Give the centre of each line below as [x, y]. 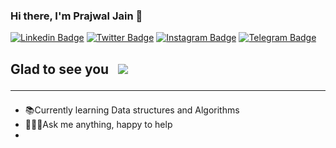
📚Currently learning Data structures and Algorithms [132, 110]
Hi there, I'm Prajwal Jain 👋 [76, 16]
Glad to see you [60, 69]
